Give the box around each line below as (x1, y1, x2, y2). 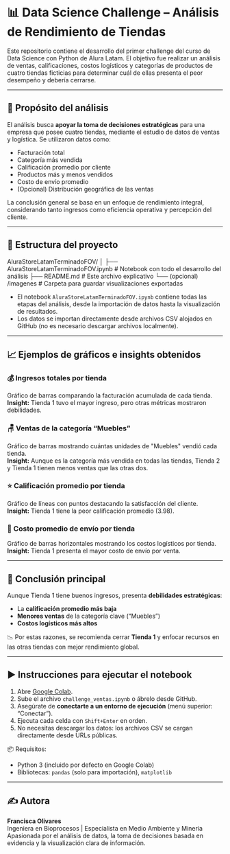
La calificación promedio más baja (16, 604, 117, 612)
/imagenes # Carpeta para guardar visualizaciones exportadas (7, 279, 183, 288)
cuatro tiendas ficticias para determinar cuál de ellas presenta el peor (7, 69, 203, 77)
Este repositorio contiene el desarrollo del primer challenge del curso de (7, 47, 211, 55)
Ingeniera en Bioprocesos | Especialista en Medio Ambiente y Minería (7, 824, 203, 832)
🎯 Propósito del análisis (7, 102, 109, 114)
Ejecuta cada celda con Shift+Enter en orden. (16, 716, 147, 724)
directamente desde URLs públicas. (16, 731, 118, 739)
